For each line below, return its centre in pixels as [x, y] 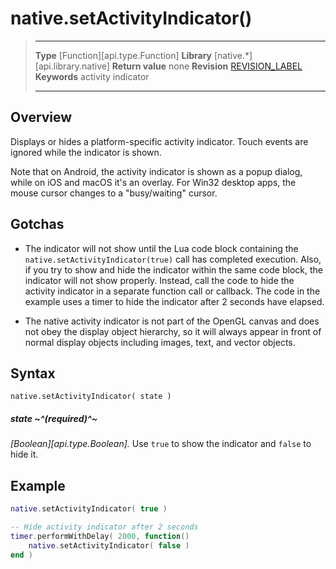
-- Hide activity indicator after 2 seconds [104, 527]
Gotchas [37, 224]
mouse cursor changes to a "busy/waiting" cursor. [114, 193]
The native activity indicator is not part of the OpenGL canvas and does [172, 321]
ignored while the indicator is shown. [86, 152]
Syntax [33, 373]
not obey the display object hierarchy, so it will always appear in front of [173, 331]
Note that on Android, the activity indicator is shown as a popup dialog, [156, 171]
